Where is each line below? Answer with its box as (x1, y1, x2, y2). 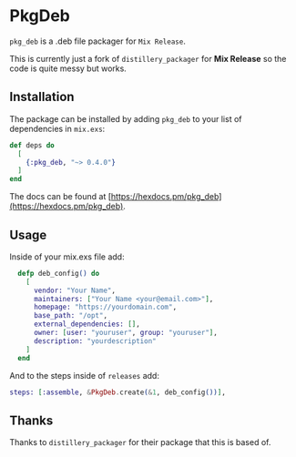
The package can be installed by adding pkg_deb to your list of (9, 113, 242, 124)
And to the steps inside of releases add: (9, 370, 159, 381)
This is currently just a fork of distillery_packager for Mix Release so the (9, 53, 287, 64)
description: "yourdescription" (33, 336, 157, 346)
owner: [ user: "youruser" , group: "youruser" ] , (33, 329, 219, 338)
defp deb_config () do (17, 269, 100, 278)
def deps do (9, 140, 55, 150)
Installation (9, 89, 75, 105)
